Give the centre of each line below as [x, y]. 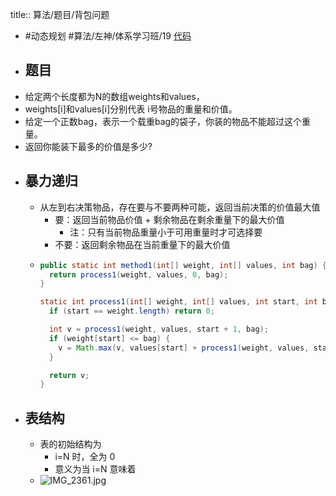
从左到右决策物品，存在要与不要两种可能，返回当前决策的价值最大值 [180, 207]
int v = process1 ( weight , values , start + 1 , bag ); [158, 329]
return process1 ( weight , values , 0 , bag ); [138, 274]
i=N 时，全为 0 [85, 457]
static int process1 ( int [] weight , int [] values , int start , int [178, 302]
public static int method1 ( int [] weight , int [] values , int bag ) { [183, 265]
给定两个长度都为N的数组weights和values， [114, 96]
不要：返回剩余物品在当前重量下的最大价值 [142, 244]
